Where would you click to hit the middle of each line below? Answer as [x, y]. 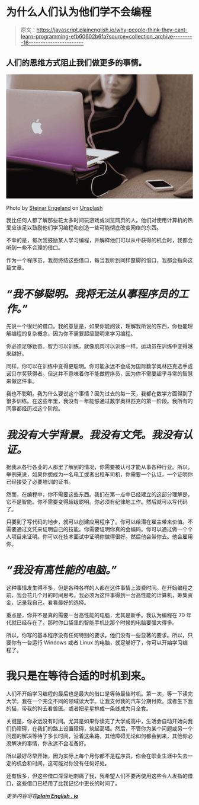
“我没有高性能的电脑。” [62, 570]
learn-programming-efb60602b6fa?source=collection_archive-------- [106, 36]
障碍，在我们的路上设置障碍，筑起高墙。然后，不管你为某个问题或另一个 [105, 729]
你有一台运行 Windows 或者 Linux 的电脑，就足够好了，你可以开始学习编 [99, 643]
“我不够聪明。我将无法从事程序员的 [92, 294]
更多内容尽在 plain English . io [42, 796]
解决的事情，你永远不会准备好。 [50, 743]
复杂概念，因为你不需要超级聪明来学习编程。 [81, 334]
